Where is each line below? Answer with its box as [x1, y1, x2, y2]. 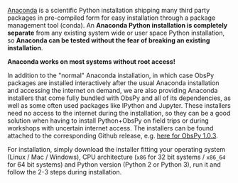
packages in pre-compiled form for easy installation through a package [7, 13, 216, 22]
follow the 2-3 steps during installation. [7, 168, 122, 176]
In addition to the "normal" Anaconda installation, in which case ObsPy [7, 71, 215, 79]
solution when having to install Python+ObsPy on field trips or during [7, 116, 210, 125]
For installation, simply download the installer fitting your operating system [7, 145, 226, 153]
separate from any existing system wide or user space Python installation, [7, 28, 225, 37]
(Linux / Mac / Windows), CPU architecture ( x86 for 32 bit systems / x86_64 [7, 152, 226, 161]
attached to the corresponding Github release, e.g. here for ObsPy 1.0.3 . [7, 131, 218, 140]
